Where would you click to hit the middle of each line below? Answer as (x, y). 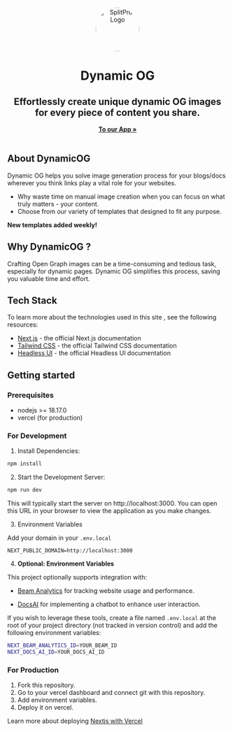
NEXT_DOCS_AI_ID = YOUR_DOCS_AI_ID (56, 652)
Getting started (41, 375)
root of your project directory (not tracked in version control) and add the (113, 625)
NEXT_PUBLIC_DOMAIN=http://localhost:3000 (70, 551)
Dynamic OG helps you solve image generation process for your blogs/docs (116, 175)
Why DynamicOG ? (49, 247)
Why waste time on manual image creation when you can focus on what (121, 196)
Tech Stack (32, 301)
